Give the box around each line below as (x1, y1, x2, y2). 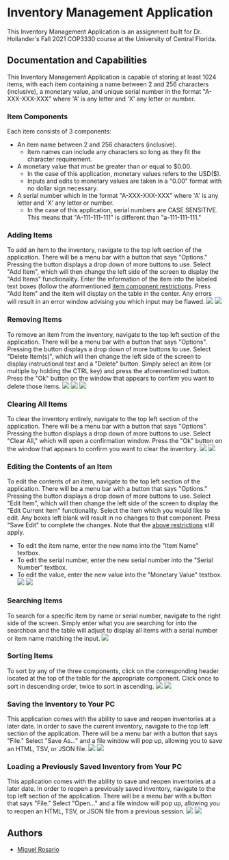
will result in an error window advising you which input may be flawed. (7, 298, 205, 306)
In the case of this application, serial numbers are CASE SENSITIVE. (27, 206, 218, 214)
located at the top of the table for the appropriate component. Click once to (7, 674, 219, 682)
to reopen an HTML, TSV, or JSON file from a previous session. (7, 807, 185, 815)
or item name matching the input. (7, 634, 100, 642)
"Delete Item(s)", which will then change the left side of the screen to (7, 352, 202, 360)
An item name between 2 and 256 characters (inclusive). (16, 140, 177, 149)
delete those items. (7, 382, 62, 390)
